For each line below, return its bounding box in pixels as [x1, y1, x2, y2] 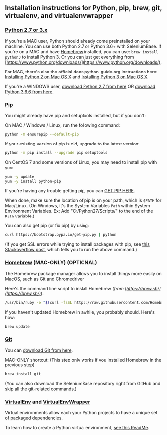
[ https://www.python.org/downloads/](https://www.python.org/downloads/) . [5, 59, 162, 65]
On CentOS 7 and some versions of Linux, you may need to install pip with [5, 159, 157, 165]
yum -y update [5, 174, 35, 179]
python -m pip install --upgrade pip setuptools [5, 150, 108, 155]
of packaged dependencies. [5, 415, 63, 421]
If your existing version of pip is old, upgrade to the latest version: [5, 141, 140, 146]
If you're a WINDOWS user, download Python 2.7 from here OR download [5, 83, 156, 89]
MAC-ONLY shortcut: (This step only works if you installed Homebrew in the [5, 357, 162, 362]
